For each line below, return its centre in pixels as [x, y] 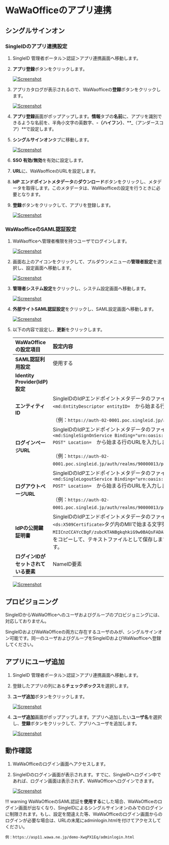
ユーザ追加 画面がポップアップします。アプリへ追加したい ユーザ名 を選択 [87, 717]
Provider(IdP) [31, 382]
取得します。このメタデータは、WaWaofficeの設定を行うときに [91, 188]
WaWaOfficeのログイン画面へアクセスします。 [60, 764]
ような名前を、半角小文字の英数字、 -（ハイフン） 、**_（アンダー [88, 122]
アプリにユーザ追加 [35, 662]
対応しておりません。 [27, 621]
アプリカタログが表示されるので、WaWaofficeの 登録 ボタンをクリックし [87, 89]
